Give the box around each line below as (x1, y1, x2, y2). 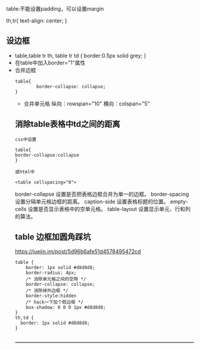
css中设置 (14, 136, 37, 142)
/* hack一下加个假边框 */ (26, 300, 84, 306)
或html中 (14, 169, 35, 174)
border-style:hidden (26, 293, 77, 299)
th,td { (14, 315, 34, 321)
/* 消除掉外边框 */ (26, 288, 68, 294)
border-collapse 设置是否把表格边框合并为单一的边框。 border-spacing (14, 190, 189, 198)
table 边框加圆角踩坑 (14, 232, 91, 242)
